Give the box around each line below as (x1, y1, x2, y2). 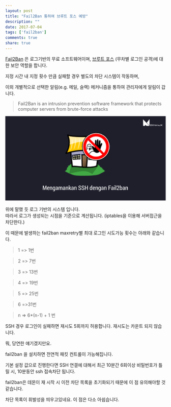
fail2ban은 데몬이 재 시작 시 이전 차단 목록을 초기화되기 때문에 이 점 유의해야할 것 (5, 379, 166, 386)
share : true (5, 41, 31, 46)
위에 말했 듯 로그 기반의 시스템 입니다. (5, 206, 80, 212)
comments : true (5, 35, 38, 40)
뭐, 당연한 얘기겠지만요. (5, 340, 52, 347)
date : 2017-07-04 (5, 25, 42, 30)
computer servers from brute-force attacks (17, 106, 108, 112)
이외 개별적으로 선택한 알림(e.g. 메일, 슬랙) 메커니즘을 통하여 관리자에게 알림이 (5, 84, 160, 90)
